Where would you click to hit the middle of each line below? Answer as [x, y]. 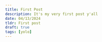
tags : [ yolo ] [18, 32]
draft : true [17, 28]
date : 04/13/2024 [23, 18]
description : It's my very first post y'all [51, 14]
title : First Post [24, 9]
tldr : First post [23, 23]
